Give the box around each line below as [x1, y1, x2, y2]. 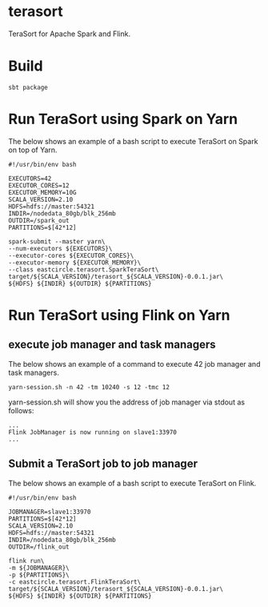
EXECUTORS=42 [8, 175, 52, 183]
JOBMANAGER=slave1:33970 [8, 508, 91, 516]
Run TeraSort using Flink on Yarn [8, 307, 230, 324]
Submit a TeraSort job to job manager [8, 457, 198, 471]
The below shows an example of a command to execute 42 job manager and [8, 359, 261, 368]
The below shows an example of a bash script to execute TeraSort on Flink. [8, 478, 257, 488]
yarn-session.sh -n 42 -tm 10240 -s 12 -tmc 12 [8, 383, 170, 391]
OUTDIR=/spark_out [8, 216, 70, 224]
